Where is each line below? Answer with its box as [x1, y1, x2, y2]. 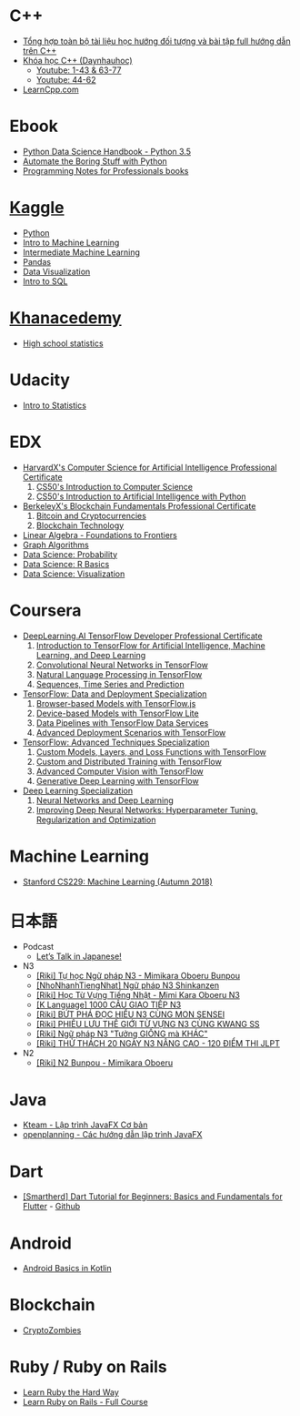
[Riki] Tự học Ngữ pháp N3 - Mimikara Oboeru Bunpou [35, 971, 241, 982]
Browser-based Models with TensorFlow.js [35, 698, 196, 708]
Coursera [9, 600, 82, 620]
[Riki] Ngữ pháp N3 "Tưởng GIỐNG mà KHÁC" [35, 1028, 208, 1039]
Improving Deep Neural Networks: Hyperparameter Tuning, [35, 804, 258, 815]
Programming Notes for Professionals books [22, 165, 189, 176]
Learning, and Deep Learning [35, 649, 146, 660]
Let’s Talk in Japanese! [35, 951, 123, 962]
